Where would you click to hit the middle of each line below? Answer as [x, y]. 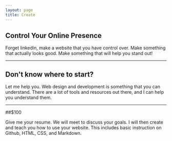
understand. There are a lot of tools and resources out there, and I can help [85, 92]
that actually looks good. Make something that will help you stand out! [79, 53]
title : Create [20, 15]
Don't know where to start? [49, 74]
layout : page [19, 10]
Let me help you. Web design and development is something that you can [83, 87]
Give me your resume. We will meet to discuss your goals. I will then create [84, 122]
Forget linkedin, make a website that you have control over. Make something [85, 48]
